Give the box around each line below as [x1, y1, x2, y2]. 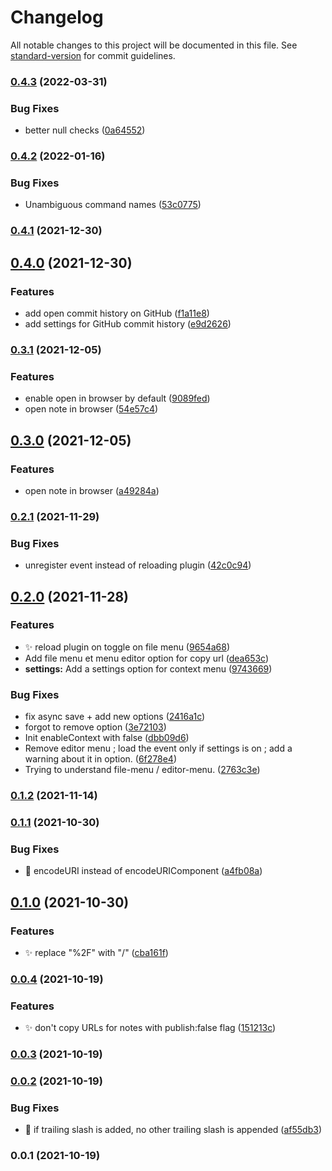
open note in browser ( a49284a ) [24, 484, 160, 496]
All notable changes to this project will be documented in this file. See [10, 39, 298, 51]
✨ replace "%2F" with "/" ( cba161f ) [24, 946, 169, 958]
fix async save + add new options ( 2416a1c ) [24, 711, 206, 723]
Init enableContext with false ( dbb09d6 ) [24, 732, 190, 744]
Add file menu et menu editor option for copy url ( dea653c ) [24, 652, 270, 664]
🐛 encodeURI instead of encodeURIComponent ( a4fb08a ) [24, 865, 263, 877]
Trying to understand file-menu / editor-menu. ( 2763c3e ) [24, 764, 261, 776]
